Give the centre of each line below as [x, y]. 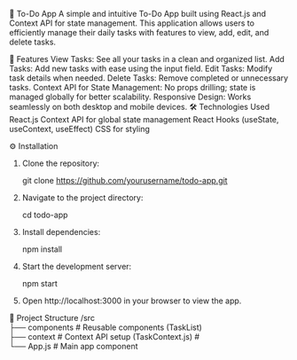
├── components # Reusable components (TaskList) [106, 327]
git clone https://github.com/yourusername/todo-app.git [125, 180]
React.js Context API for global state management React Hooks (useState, [144, 119]
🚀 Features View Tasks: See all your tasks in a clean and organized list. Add [147, 59]
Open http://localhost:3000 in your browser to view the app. [132, 301]
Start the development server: [77, 266]
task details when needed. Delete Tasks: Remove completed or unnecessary [149, 78]
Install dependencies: [61, 232]
